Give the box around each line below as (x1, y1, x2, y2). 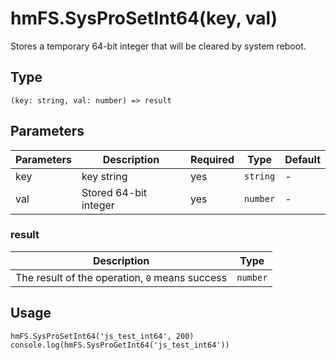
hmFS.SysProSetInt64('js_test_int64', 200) (10, 331, 195, 341)
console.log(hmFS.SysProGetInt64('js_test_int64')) (10, 340, 230, 350)
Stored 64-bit (81, 185, 148, 199)
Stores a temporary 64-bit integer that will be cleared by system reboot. (10, 40, 307, 52)
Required (190, 152, 235, 166)
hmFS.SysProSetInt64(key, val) (10, 7, 278, 30)
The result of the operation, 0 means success (15, 270, 228, 284)
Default (284, 152, 321, 166)
